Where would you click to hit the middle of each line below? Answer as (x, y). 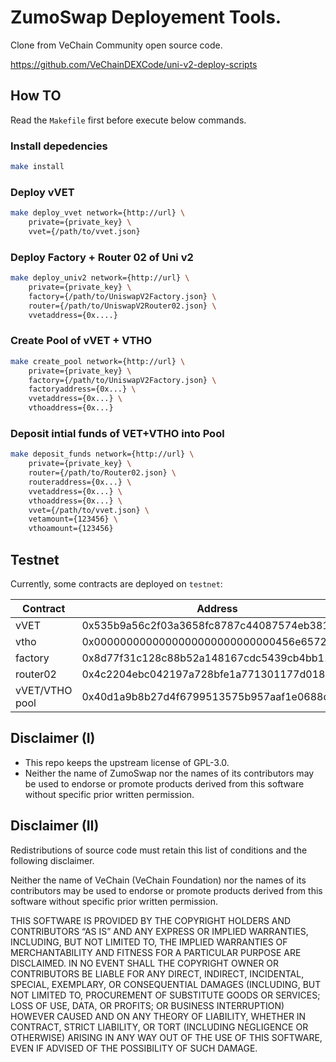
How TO (36, 96)
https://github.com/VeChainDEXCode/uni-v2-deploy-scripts (134, 64)
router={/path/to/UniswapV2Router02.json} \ (122, 306)
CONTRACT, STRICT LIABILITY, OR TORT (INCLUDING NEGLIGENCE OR (159, 1027)
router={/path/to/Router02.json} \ (102, 473)
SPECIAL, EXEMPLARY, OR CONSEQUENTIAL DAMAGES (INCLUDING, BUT (166, 984)
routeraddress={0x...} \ (80, 482)
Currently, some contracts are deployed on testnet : (116, 584)
